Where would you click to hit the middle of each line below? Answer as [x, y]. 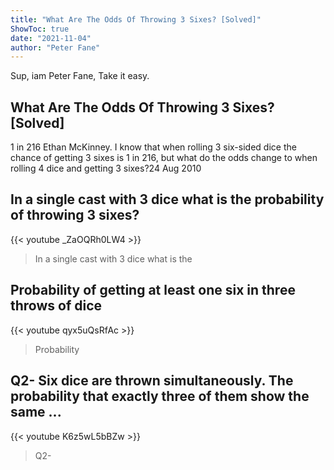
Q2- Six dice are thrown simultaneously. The [152, 381]
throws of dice [56, 306]
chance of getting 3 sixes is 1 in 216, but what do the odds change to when [164, 158]
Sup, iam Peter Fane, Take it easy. [80, 76]
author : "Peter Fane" [55, 47]
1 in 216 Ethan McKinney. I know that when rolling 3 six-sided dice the [153, 147]
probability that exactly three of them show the [160, 396]
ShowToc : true [40, 29]
